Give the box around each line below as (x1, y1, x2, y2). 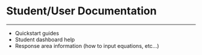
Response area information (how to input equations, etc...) (14, 42, 159, 49)
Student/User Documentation (6, 4, 157, 18)
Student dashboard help (14, 36, 75, 43)
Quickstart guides (14, 29, 60, 36)
